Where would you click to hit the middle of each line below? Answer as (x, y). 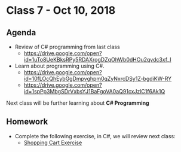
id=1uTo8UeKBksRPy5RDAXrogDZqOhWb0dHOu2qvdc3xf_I (97, 60)
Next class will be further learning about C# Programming (78, 103)
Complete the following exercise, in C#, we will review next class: (95, 136)
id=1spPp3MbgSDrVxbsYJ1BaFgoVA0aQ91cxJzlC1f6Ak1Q (94, 91)
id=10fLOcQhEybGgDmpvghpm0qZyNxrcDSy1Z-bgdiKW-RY (98, 79)
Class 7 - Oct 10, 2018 (61, 10)
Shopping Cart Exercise (53, 142)
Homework (27, 122)
